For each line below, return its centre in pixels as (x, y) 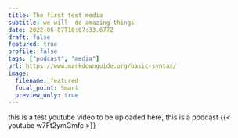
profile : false (33, 51)
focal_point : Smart (47, 88)
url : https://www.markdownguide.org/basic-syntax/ (92, 66)
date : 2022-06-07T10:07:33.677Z (61, 30)
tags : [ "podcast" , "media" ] (54, 59)
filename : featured (47, 80)
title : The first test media (56, 15)
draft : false (29, 37)
